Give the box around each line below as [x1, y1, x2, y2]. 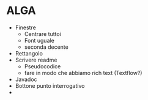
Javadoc [15, 76, 38, 83]
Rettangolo [15, 49, 43, 57]
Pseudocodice [24, 62, 61, 70]
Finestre [15, 24, 37, 31]
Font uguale [24, 37, 55, 44]
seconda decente [24, 43, 68, 51]
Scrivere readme [15, 56, 57, 63]
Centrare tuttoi [24, 30, 61, 37]
